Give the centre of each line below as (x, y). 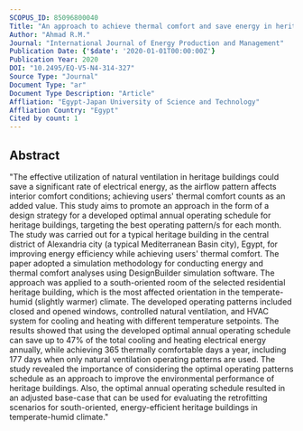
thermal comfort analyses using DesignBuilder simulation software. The (142, 273)
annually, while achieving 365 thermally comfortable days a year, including (148, 350)
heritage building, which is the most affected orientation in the (125, 292)
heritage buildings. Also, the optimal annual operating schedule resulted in (147, 388)
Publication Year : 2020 (54, 60)
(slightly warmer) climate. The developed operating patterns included (163, 301)
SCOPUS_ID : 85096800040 (54, 18)
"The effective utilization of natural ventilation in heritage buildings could (144, 176)
